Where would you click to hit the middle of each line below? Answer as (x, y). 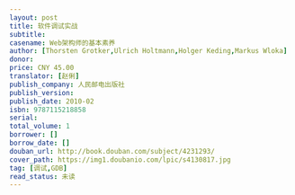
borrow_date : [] (40, 143)
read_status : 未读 (42, 176)
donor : (22, 59)
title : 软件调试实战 (44, 26)
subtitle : (28, 34)
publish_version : (42, 93)
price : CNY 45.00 (42, 68)
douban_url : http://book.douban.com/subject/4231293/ (112, 151)
